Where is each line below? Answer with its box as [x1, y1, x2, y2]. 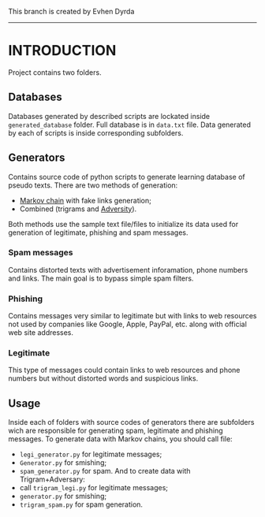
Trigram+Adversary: [19, 474, 85, 484]
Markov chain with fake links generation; [19, 195, 152, 205]
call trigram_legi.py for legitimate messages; [19, 483, 168, 493]
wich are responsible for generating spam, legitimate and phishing [8, 426, 223, 436]
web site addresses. [8, 328, 73, 337]
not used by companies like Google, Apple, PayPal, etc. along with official [8, 319, 247, 329]
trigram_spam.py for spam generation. [19, 500, 144, 509]
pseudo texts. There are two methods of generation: [8, 180, 178, 190]
